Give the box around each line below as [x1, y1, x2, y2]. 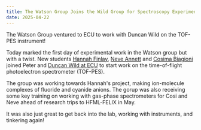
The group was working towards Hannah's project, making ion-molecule [6, 79, 184, 87]
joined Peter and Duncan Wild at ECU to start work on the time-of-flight [6, 61, 182, 69]
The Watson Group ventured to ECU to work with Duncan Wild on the [6, 31, 176, 38]
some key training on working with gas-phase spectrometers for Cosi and [6, 92, 188, 99]
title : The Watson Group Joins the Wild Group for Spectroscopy [6, 8, 170, 15]
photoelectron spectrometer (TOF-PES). [6, 68, 105, 75]
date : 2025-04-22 [6, 14, 50, 20]
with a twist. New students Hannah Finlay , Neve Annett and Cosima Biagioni [6, 55, 193, 62]
